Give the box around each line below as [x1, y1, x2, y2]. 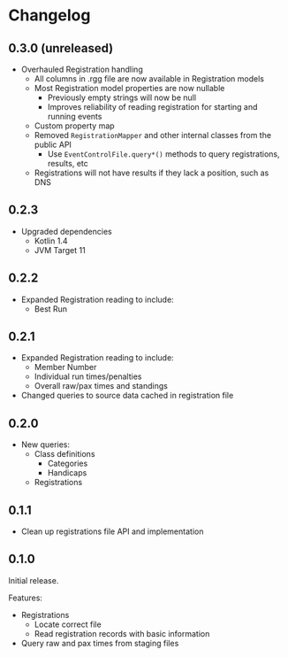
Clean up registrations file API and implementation [20, 526, 204, 537]
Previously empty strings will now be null [47, 92, 196, 103]
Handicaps [47, 468, 87, 478]
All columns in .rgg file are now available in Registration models [34, 73, 264, 84]
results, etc [47, 158, 89, 168]
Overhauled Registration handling [20, 64, 143, 74]
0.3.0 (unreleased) [8, 41, 114, 56]
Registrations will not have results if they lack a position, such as [34, 167, 269, 178]
